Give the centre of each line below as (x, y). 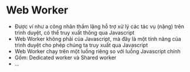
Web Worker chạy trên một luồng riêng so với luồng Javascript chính (97, 51)
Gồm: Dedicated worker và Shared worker (65, 57)
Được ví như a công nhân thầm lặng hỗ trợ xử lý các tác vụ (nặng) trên (99, 26)
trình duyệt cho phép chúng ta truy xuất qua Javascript (81, 45)
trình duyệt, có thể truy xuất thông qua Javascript (74, 32)
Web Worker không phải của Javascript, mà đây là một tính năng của (98, 39)
